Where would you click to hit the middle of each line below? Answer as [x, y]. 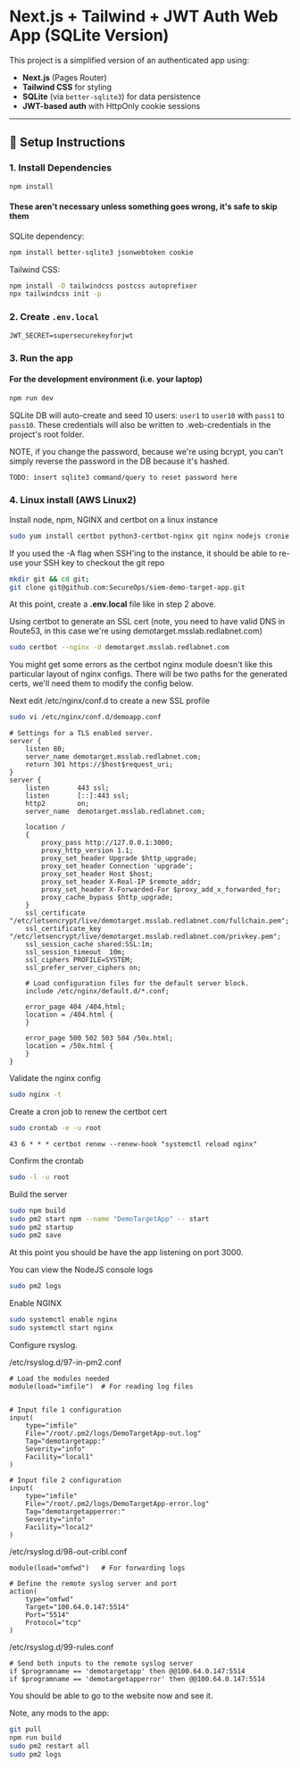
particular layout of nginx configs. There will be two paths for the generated [149, 674]
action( [24, 1591]
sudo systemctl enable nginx [63, 1320]
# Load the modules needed [59, 1378]
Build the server [38, 1194]
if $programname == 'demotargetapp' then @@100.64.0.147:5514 [127, 1671]
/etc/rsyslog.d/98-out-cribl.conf [68, 1551]
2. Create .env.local [54, 317]
